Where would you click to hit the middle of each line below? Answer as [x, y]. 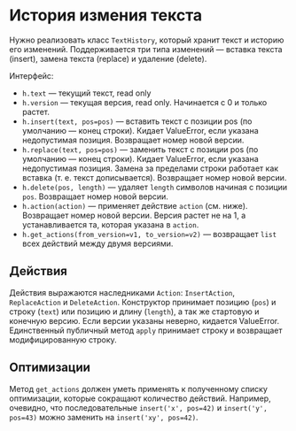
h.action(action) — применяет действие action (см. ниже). [135, 205]
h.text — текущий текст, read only [86, 93]
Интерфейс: [31, 75]
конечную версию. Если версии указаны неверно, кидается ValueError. [144, 320]
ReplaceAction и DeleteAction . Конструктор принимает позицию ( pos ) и [143, 302]
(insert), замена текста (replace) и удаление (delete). [108, 58]
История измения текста [106, 15]
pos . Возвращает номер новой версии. [95, 196]
